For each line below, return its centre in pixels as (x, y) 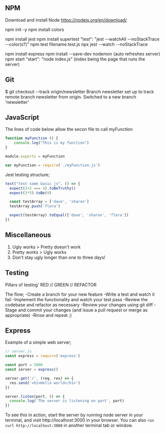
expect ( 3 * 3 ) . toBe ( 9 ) (31, 193)
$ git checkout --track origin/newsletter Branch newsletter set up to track (80, 92)
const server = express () (32, 370)
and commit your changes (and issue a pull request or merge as (83, 310)
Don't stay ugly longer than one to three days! (59, 257)
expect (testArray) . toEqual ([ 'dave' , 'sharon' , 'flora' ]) (69, 215)
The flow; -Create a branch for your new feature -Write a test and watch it (80, 294)
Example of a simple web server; (38, 342)
